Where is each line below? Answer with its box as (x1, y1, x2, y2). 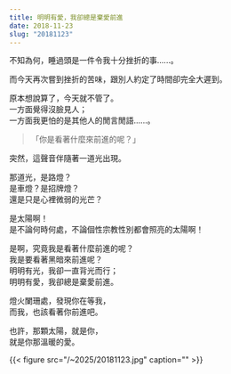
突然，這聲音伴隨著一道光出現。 (9, 153, 126, 164)
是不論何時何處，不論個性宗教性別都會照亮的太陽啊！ (9, 224, 204, 235)
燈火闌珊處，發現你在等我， (9, 296, 111, 306)
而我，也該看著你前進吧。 (9, 306, 103, 317)
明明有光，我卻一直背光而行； (9, 265, 118, 276)
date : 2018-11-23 (9, 21, 74, 30)
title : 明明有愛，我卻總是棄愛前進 (9, 12, 123, 22)
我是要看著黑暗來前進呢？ (9, 255, 103, 265)
